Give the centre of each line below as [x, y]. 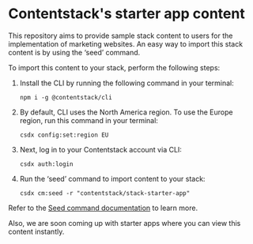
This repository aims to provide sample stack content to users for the [121, 36]
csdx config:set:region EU [64, 135]
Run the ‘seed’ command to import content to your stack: [112, 178]
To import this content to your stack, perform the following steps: [114, 67]
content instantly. [36, 231]
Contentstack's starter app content [126, 14]
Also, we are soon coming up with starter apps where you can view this [125, 223]
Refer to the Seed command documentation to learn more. [103, 208]
